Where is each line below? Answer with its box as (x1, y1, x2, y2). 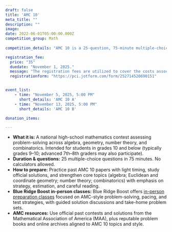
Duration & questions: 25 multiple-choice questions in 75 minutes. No (12, 156, 161, 162)
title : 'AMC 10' (5, 12, 40, 17)
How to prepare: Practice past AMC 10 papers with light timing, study (12, 167, 160, 173)
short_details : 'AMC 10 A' (18, 97, 77, 102)
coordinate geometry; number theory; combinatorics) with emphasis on (12, 177, 164, 184)
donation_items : (5, 115, 40, 121)
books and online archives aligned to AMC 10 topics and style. (12, 221, 144, 227)
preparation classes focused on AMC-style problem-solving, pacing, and (12, 194, 167, 200)
